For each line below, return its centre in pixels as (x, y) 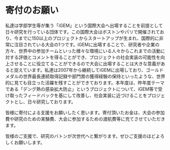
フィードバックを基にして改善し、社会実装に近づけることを (85, 95)
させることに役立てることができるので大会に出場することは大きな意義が (85, 64)
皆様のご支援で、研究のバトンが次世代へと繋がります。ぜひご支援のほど (80, 136)
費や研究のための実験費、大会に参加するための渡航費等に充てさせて (76, 119)
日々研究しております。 (52, 102)
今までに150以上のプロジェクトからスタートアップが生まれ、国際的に (87, 38)
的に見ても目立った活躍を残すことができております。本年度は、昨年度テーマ (85, 82)
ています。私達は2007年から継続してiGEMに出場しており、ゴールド (93, 70)
